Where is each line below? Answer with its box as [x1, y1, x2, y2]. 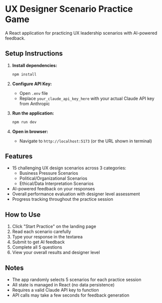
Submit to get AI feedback [12, 239, 65, 245]
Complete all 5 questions [12, 244, 62, 250]
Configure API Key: [12, 81, 52, 87]
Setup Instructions [5, 49, 63, 58]
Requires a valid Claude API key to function [12, 287, 99, 293]
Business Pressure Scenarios [19, 170, 79, 176]
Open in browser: [12, 128, 48, 134]
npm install [12, 72, 37, 77]
